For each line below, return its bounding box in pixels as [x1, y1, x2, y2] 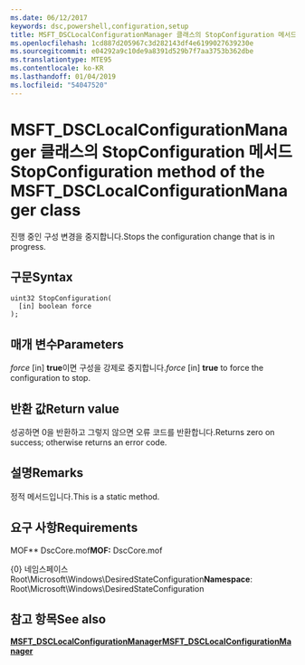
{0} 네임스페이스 [10, 563, 69, 575]
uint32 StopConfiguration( [10, 294, 112, 303]
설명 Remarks [10, 465, 84, 480]
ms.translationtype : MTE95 [10, 55, 112, 64]
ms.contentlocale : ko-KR [10, 64, 104, 73]
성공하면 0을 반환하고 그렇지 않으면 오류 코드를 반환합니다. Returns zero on [10, 427, 275, 437]
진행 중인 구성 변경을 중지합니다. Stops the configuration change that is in [10, 231, 275, 242]
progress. [10, 241, 46, 252]
